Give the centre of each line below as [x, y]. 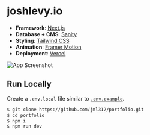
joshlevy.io [35, 11]
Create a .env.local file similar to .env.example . [66, 98]
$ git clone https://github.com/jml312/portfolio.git [76, 110]
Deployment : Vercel [40, 53]
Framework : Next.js [40, 28]
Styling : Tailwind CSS [42, 40]
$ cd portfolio [26, 115]
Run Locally [29, 84]
